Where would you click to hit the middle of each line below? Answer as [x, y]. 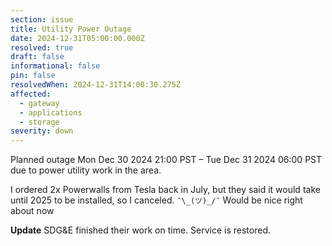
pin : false [33, 76]
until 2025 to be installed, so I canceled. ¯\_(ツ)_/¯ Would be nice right [156, 200]
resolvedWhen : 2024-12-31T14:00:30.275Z [96, 85]
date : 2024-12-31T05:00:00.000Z [77, 38]
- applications [51, 112]
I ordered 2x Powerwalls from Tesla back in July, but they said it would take [165, 190]
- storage [39, 122]
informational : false [55, 66]
